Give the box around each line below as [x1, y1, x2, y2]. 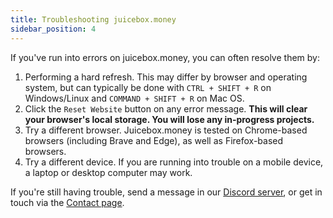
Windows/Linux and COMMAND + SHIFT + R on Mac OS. [24, 92, 245, 104]
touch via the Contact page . [10, 196, 125, 208]
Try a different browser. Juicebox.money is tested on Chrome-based [24, 124, 308, 136]
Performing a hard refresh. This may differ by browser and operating [24, 71, 308, 83]
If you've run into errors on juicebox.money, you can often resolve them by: [10, 51, 320, 63]
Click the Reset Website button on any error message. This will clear [24, 102, 308, 115]
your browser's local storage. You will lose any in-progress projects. [24, 113, 315, 125]
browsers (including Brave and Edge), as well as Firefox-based [24, 134, 284, 146]
